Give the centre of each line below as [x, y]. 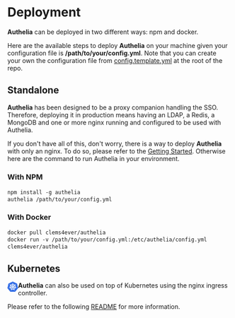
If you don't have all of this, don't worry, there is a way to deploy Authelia [115, 143]
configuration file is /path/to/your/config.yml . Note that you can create [112, 53]
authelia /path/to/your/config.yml [60, 200]
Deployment [44, 12]
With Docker [29, 217]
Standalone [33, 90]
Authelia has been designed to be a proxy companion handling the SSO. [113, 107]
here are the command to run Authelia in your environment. [93, 158]
